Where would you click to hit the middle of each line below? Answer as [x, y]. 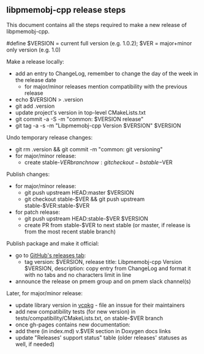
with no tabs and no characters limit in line [78, 274]
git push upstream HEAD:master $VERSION [79, 192]
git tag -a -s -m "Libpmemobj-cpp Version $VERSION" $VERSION [98, 126]
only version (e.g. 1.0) [34, 50]
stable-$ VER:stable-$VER [57, 205]
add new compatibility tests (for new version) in [75, 311]
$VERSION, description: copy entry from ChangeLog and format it [108, 268]
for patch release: [37, 212]
